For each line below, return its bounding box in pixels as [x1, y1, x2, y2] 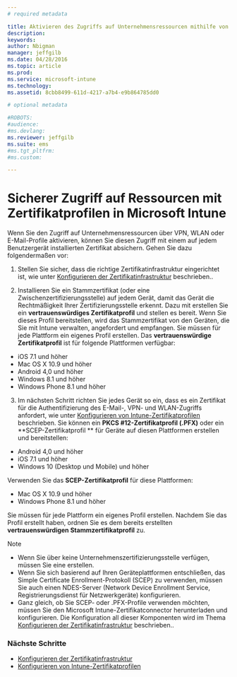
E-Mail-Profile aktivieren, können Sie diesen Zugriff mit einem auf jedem [7, 236, 217, 245]
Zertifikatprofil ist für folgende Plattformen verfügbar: [17, 338, 176, 347]
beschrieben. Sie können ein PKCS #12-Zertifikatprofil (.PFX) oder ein [17, 418, 224, 428]
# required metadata [7, 10, 68, 18]
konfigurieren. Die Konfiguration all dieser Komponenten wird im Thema [17, 613, 226, 622]
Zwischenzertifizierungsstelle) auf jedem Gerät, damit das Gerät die [17, 294, 214, 302]
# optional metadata [7, 102, 68, 109]
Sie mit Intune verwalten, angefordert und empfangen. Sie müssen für [17, 324, 221, 332]
